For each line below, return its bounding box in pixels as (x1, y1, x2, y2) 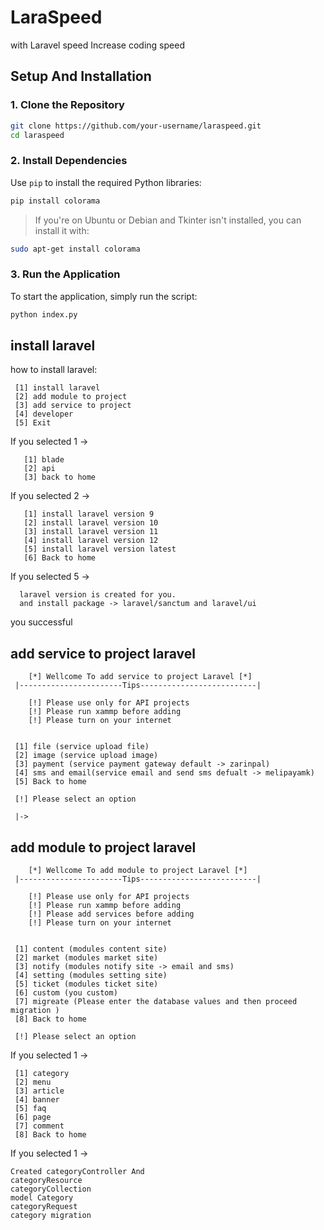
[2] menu (14, 1077, 52, 1088)
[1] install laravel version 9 (23, 509, 155, 520)
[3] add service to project (14, 401, 132, 411)
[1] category (14, 1069, 70, 1079)
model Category (10, 1193, 74, 1203)
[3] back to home (23, 472, 97, 483)
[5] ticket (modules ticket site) (14, 979, 159, 990)
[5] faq (14, 1104, 47, 1114)
